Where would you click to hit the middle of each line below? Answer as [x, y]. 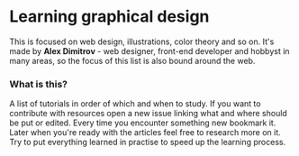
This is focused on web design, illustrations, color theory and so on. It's [142, 41]
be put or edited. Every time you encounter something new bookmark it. [143, 123]
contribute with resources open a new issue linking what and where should [149, 114]
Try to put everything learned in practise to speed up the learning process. [148, 142]
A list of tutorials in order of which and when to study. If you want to [135, 104]
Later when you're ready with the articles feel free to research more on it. [145, 133]
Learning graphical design [109, 17]
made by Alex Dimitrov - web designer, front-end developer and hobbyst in [149, 50]
